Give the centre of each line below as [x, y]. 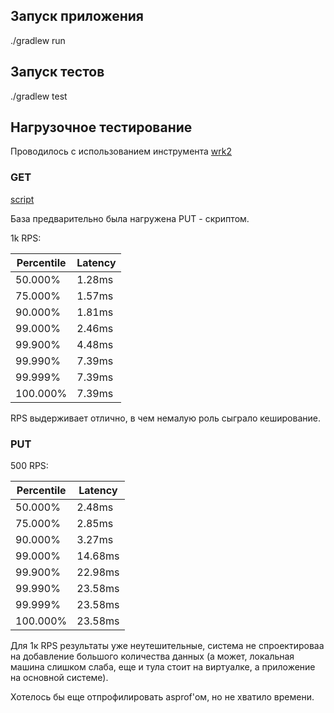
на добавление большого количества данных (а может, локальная [152, 656]
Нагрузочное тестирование [101, 127]
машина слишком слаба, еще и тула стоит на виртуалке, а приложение [163, 667]
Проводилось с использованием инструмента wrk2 [121, 151]
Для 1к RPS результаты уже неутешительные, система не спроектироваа [167, 646]
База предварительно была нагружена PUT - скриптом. [130, 218]
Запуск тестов [57, 72]
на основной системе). [59, 678]
